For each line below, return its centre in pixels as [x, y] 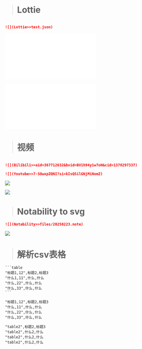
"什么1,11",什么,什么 [25, 278]
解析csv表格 [41, 255]
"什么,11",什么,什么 [24, 307]
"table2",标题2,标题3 [25, 327]
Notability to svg [51, 211]
